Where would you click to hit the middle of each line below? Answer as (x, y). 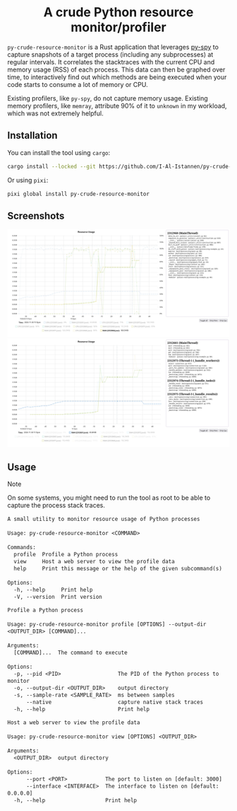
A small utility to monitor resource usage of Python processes (104, 519)
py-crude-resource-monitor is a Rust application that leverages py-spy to (113, 47)
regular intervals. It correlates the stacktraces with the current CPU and (111, 62)
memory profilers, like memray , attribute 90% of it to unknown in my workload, (117, 105)
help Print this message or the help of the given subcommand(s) (118, 569)
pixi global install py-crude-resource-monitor (79, 194)
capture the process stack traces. (56, 505)
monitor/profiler (119, 27)
